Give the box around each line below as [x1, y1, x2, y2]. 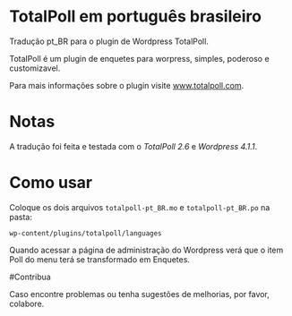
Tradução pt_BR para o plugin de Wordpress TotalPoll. [9, 36, 209, 47]
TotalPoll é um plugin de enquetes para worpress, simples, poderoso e [9, 53, 271, 64]
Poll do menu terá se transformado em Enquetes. [9, 253, 191, 265]
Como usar [9, 173, 93, 193]
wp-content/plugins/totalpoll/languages [9, 228, 163, 238]
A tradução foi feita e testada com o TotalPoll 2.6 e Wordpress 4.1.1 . [9, 141, 258, 151]
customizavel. [9, 63, 61, 73]
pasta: [9, 211, 33, 222]
